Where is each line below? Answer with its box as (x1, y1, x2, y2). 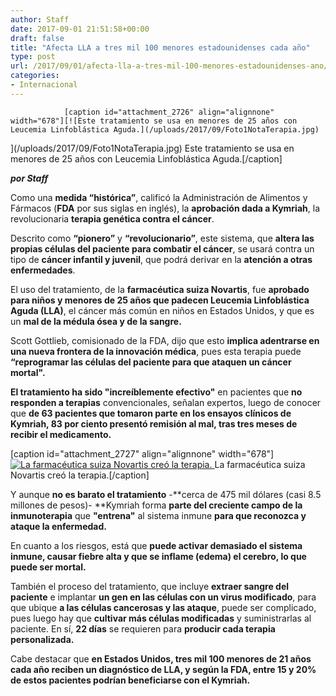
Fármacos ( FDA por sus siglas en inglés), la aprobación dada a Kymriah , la (10, 202, 320, 214)
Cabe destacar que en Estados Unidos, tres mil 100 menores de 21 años (10, 652, 312, 665)
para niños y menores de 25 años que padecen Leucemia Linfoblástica (10, 294, 310, 306)
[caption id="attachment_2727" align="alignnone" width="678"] (10, 447, 275, 460)
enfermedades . (10, 264, 76, 276)
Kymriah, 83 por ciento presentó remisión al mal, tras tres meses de (10, 417, 298, 430)
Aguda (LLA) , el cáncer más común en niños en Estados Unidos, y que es (10, 304, 315, 316)
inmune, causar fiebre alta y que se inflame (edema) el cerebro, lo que (10, 550, 307, 562)
